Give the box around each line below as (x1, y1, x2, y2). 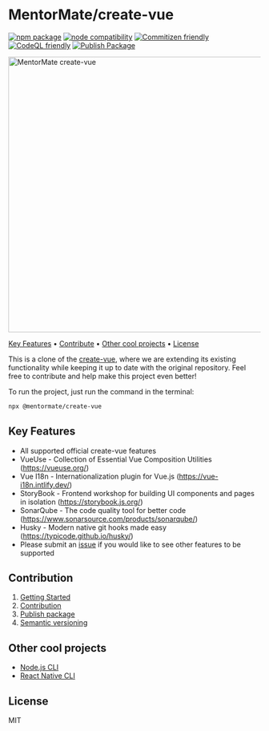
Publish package (19, 609, 75, 619)
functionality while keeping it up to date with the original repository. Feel (8, 362, 247, 372)
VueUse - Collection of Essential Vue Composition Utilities (19, 454, 212, 464)
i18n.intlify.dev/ (19, 479, 70, 490)
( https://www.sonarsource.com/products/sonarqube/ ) (19, 514, 199, 523)
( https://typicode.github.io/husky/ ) (19, 531, 134, 540)
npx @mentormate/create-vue (8, 402, 102, 410)
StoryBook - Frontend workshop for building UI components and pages (19, 488, 255, 498)
